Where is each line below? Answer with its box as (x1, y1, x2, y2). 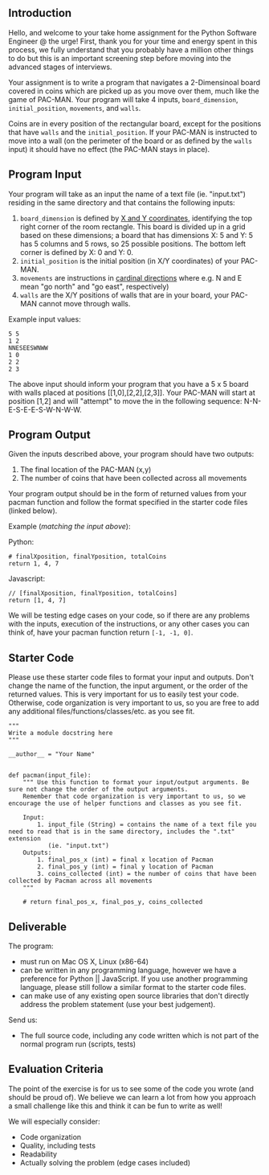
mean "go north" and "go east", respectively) (19, 281, 169, 291)
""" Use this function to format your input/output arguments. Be (22, 779, 250, 787)
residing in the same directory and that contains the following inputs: (8, 197, 235, 207)
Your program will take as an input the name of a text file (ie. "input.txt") (8, 189, 247, 199)
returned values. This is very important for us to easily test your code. (8, 689, 239, 699)
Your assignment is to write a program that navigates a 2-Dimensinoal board (8, 77, 261, 87)
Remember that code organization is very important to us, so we (22, 792, 247, 801)
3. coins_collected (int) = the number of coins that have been (37, 870, 257, 878)
